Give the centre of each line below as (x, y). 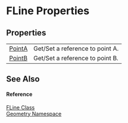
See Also (23, 79)
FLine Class (21, 107)
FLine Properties (48, 11)
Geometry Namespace (34, 114)
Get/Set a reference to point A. (76, 48)
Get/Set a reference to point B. (76, 58)
